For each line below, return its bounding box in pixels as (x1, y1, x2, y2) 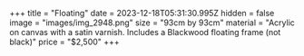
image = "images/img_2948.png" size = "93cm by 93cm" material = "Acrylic (9, 17, 295, 28)
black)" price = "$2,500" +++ (9, 36, 120, 47)
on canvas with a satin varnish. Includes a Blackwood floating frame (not (9, 27, 281, 37)
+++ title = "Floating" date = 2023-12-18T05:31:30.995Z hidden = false (9, 8, 275, 18)
